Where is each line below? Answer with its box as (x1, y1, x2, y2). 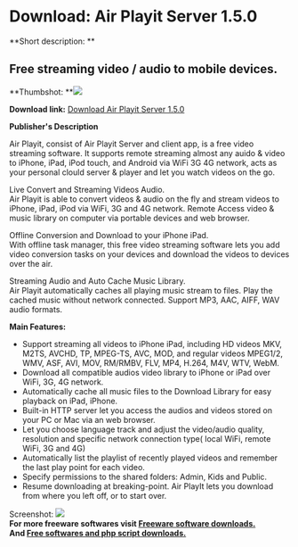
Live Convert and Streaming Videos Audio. (9, 184, 165, 195)
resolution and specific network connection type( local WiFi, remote (21, 433, 271, 443)
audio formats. (9, 303, 63, 314)
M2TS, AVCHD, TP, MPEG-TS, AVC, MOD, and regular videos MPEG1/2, (21, 348, 283, 359)
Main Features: (9, 321, 67, 332)
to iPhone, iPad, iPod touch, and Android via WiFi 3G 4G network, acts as (9, 157, 278, 168)
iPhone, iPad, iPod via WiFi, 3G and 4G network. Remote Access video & (9, 203, 275, 213)
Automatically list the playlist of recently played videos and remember (21, 452, 278, 463)
